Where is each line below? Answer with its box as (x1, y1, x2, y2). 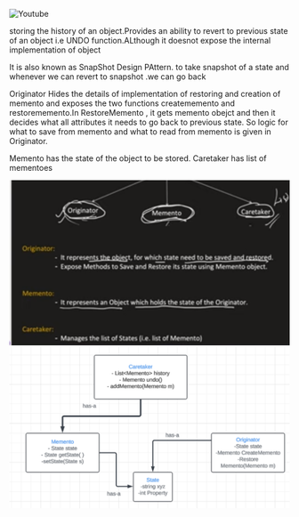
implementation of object (9, 44, 101, 55)
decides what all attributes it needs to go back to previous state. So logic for (9, 117, 289, 127)
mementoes (9, 163, 53, 173)
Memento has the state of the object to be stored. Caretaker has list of (9, 153, 267, 164)
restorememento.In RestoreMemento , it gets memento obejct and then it (9, 108, 276, 117)
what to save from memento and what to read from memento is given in (9, 126, 271, 137)
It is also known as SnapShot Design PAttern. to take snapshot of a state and (9, 62, 289, 72)
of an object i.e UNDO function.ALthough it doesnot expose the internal (9, 36, 271, 45)
